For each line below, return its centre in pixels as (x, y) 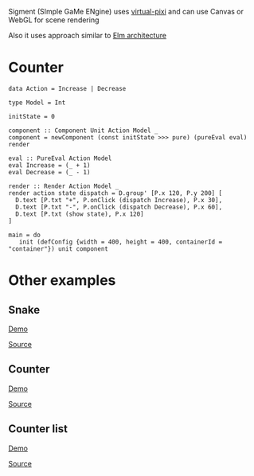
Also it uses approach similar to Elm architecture (88, 35)
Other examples (62, 281)
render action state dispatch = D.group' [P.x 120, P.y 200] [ (115, 193)
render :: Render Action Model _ (64, 186)
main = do (25, 235)
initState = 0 (32, 116)
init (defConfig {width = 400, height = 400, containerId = (121, 242)
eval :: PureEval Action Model (60, 158)
